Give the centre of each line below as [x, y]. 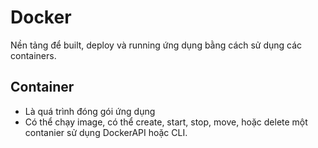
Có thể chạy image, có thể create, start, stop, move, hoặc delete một [166, 122]
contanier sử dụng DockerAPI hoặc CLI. [106, 132]
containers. [33, 55]
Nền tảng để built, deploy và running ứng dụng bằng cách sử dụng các [156, 45]
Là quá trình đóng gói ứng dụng [90, 111]
